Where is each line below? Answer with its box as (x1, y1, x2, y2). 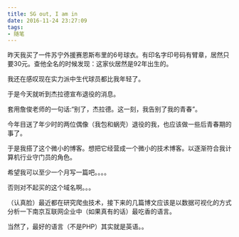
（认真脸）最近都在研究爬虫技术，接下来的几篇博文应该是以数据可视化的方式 (7, 199, 232, 207)
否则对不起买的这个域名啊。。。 (7, 183, 95, 192)
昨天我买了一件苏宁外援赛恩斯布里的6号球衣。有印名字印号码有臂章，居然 (7, 51, 223, 59)
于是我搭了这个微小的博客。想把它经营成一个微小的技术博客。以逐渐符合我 (7, 144, 225, 153)
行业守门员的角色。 (19, 153, 76, 162)
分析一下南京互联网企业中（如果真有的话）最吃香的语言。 (7, 207, 176, 216)
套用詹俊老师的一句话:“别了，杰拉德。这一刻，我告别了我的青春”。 (7, 105, 201, 114)
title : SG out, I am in (7, 10, 78, 18)
